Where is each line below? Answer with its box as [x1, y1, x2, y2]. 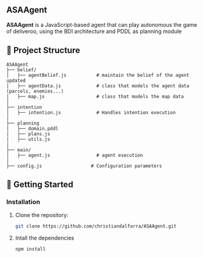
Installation [6, 198, 41, 206]
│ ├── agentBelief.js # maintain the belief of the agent [6, 72, 190, 78]
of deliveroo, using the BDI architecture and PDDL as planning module [6, 27, 182, 35]
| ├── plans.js [6, 131, 51, 137]
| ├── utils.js [6, 136, 51, 142]
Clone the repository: [15, 212, 69, 219]
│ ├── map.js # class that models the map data [6, 93, 184, 99]
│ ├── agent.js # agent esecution [6, 152, 143, 158]
